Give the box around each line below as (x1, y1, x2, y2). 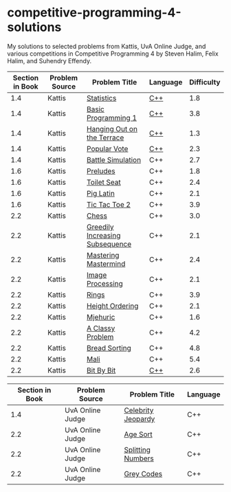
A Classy (87, 323, 115, 333)
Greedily (87, 222, 114, 232)
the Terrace (87, 133, 124, 142)
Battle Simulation (87, 155, 142, 164)
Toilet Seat (87, 177, 122, 187)
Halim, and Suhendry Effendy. (7, 56, 91, 65)
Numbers (123, 454, 155, 463)
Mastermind (87, 259, 126, 269)
